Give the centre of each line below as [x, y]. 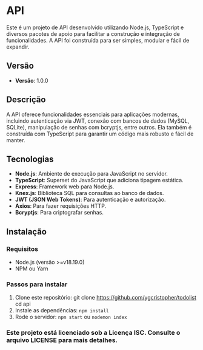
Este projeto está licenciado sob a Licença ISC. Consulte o [93, 333]
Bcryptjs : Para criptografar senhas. [59, 213]
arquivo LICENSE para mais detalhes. [62, 340]
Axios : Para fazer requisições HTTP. [61, 206]
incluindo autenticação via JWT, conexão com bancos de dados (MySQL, [98, 121]
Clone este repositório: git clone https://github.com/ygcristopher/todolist [106, 298]
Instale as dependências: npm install [62, 311]
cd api [23, 304]
